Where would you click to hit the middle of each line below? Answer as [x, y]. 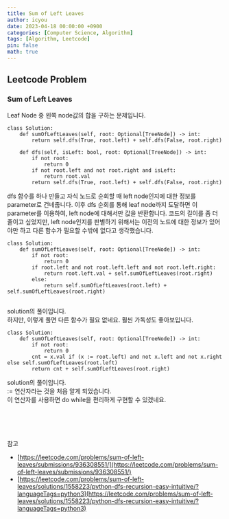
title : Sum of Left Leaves [46, 13]
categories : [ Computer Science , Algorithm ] [70, 33]
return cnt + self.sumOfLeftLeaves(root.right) [101, 368]
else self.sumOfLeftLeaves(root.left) [62, 363]
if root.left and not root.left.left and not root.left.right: [124, 267]
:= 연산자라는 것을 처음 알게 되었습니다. [59, 391]
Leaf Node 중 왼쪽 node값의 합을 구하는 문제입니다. [76, 115]
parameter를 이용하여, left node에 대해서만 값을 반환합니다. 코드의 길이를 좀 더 [112, 213]
